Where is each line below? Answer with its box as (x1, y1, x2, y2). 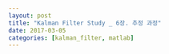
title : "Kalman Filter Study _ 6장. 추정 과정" (8, 19, 162, 27)
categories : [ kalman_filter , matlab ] (8, 33, 135, 42)
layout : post (8, 11, 52, 20)
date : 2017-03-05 (8, 26, 66, 34)
